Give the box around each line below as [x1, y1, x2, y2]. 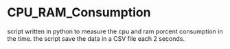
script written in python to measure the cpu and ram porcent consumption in [7, 27, 223, 35]
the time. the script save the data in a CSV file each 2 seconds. [7, 34, 185, 42]
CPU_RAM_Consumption [7, 5, 151, 20]
